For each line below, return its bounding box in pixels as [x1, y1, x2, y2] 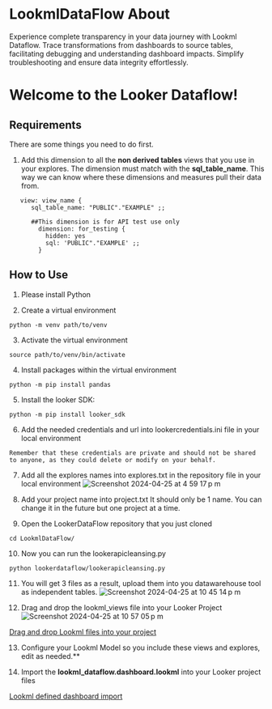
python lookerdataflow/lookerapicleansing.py [9, 564, 165, 572]
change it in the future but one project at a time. [20, 503, 181, 512]
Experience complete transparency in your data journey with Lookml [9, 32, 237, 41]
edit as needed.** [20, 651, 80, 660]
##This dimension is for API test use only [30, 218, 181, 226]
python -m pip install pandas [9, 380, 112, 388]
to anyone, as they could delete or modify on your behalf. [9, 456, 217, 464]
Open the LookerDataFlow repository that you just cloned [20, 519, 213, 529]
